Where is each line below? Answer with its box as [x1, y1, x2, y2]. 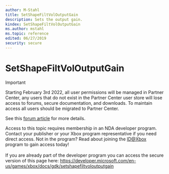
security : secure [5, 41, 42, 46]
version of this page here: [5, 157, 59, 163]
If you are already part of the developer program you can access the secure [5, 152, 164, 158]
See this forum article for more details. [5, 115, 86, 121]
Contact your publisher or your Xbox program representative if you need [5, 130, 157, 136]
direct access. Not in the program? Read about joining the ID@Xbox [5, 136, 147, 142]
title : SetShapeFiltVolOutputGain [5, 12, 79, 17]
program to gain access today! [5, 141, 70, 148]
